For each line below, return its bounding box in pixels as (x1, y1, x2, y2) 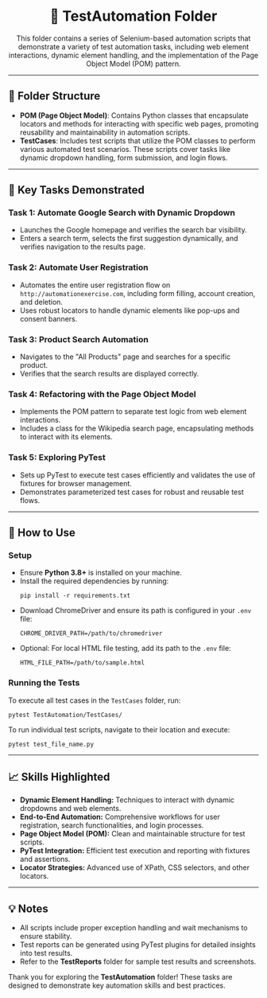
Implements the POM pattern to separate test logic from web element (19, 407, 247, 416)
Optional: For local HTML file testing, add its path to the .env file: (19, 644, 232, 653)
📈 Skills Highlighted (8, 770, 110, 783)
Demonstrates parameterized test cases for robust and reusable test (19, 487, 244, 497)
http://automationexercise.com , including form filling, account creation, (19, 288, 256, 298)
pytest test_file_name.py (8, 740, 94, 748)
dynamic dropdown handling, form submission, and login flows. (19, 153, 228, 162)
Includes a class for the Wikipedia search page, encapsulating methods (19, 423, 254, 433)
